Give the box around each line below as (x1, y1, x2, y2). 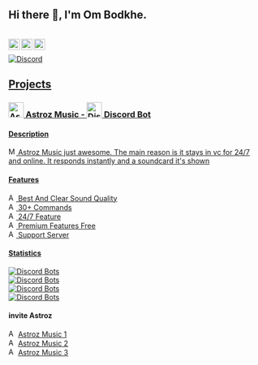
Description (8, 129, 49, 139)
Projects (8, 78, 52, 92)
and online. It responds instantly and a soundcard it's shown (8, 156, 210, 166)
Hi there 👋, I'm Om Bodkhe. (8, 8, 148, 22)
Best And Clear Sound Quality (17, 193, 118, 203)
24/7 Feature (17, 212, 62, 221)
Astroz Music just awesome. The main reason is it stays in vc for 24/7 (17, 148, 250, 157)
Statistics (8, 248, 42, 258)
